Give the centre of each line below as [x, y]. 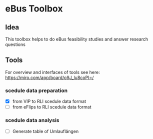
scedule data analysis [32, 120]
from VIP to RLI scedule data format [49, 101]
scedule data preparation [36, 90]
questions [15, 44]
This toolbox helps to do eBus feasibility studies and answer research [77, 39]
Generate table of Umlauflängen [45, 131]
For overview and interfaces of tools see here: [52, 72]
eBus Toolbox [34, 9]
